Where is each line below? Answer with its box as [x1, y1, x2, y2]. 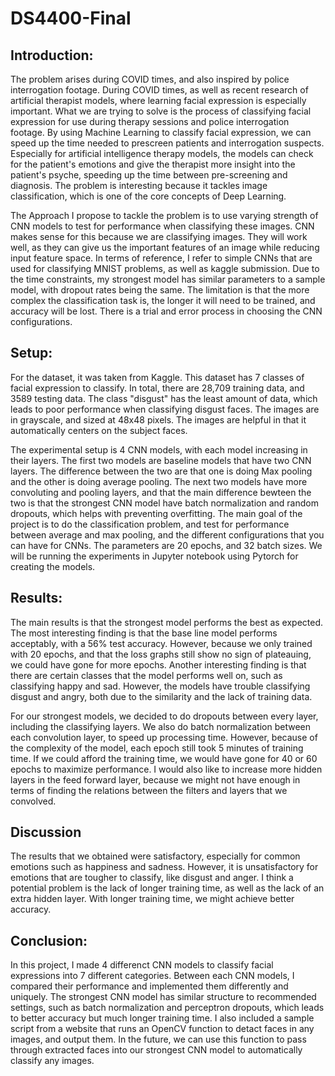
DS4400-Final [10, 7, 132, 30]
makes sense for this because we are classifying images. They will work [10, 231, 308, 242]
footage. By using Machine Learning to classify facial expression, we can [10, 127, 312, 138]
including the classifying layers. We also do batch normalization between [10, 720, 311, 732]
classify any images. [10, 1055, 95, 1067]
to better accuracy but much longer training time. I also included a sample [10, 1012, 315, 1024]
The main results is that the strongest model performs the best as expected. [10, 616, 324, 628]
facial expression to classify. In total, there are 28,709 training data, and [10, 382, 305, 394]
